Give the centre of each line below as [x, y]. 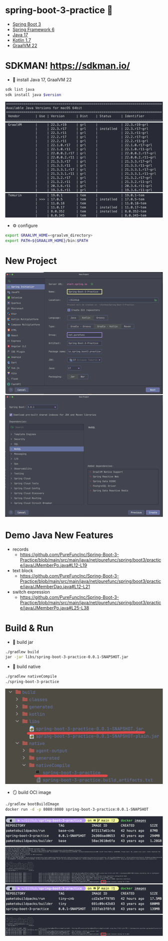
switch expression [31, 592]
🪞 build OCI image [32, 792]
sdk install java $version [33, 95]
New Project [31, 261]
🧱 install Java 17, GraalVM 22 [42, 79]
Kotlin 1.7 [22, 40]
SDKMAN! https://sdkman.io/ [67, 66]
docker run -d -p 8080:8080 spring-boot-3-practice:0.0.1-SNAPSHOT [77, 809]
